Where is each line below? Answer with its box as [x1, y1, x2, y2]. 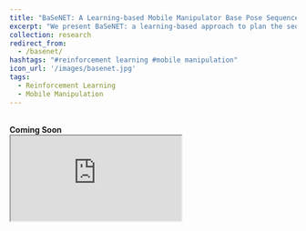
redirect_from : [9, 38, 67, 48]
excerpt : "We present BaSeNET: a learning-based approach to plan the [9, 22, 283, 31]
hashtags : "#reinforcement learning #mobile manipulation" [9, 55, 239, 65]
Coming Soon [9, 124, 62, 135]
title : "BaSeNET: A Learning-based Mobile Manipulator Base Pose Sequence [9, 13, 300, 23]
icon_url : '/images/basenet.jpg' [9, 65, 137, 74]
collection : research [9, 30, 92, 39]
